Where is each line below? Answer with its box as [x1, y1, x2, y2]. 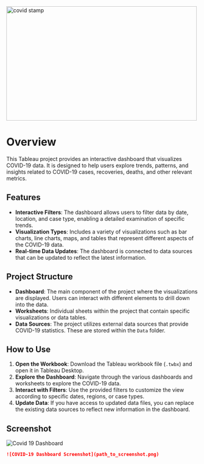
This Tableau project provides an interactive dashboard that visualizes [6, 155, 183, 162]
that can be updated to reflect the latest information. [15, 254, 147, 261]
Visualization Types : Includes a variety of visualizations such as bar [15, 228, 188, 235]
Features [6, 192, 41, 203]
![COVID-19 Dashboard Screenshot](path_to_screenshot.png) [6, 451, 160, 458]
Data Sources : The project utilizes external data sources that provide [15, 320, 189, 327]
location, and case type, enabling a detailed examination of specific [15, 215, 185, 222]
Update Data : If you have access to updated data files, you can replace [15, 399, 194, 407]
